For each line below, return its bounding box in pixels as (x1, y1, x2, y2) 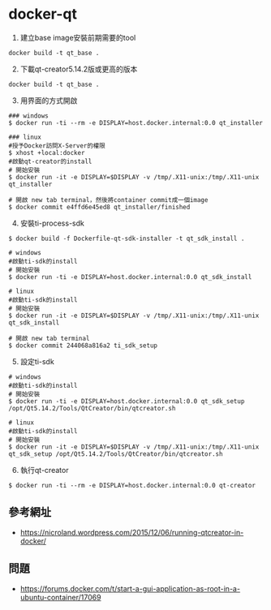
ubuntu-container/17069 (19, 592, 101, 602)
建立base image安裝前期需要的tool (19, 32, 136, 42)
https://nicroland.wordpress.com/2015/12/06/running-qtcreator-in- (19, 527, 244, 537)
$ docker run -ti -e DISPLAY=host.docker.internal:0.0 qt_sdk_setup (8, 397, 245, 406)
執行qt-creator (19, 465, 69, 475)
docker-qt (8, 5, 77, 24)
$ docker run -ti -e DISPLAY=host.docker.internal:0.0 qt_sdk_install (8, 273, 252, 281)
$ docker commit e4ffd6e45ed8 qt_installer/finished (8, 203, 191, 211)
